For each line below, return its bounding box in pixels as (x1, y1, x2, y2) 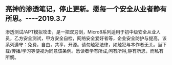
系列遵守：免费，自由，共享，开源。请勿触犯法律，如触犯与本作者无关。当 (5, 41, 162, 47)
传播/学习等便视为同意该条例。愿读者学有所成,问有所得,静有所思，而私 (11, 48, 160, 54)
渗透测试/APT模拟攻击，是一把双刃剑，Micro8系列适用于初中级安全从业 (5, 28, 156, 35)
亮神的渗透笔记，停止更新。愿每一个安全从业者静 (5, 5, 160, 14)
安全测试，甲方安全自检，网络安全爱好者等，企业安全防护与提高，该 (23, 35, 167, 41)
